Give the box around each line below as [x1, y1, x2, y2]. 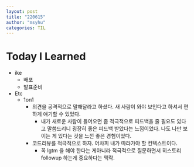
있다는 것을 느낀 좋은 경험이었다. [57, 133, 132, 140]
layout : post [6, 8, 38, 15]
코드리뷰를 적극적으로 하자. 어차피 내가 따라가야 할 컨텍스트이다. [32, 140, 178, 147]
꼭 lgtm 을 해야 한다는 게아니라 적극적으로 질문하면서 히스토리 [40, 147, 182, 154]
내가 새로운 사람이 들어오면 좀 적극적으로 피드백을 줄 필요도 [40, 118, 176, 125]
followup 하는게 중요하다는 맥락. [40, 154, 115, 161]
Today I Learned [6, 50, 86, 63]
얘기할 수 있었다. [43, 110, 81, 117]
